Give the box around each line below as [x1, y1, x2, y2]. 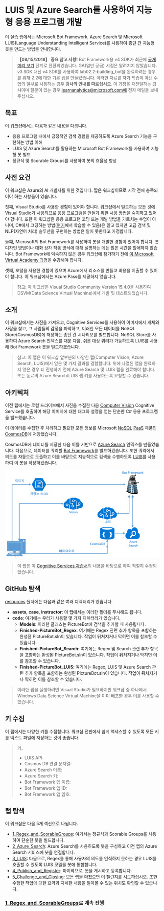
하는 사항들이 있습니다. [14, 193, 58, 199]
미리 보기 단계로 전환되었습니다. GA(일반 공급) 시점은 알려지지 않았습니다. [17, 62, 157, 68]
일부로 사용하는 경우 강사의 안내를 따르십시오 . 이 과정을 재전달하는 [26, 81, 152, 87]
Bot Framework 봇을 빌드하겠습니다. [10, 344, 80, 350]
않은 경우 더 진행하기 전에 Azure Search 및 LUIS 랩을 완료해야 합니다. [22, 366, 156, 372]
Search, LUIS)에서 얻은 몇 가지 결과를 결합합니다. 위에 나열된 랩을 [17, 361, 143, 366]
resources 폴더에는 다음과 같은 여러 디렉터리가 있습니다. [5, 598, 113, 604]
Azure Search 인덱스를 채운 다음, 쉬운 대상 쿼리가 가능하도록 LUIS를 [18, 338, 149, 344]
